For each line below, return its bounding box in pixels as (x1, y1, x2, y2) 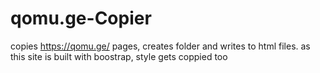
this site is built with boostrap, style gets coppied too (10, 50, 228, 62)
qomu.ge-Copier (10, 7, 152, 30)
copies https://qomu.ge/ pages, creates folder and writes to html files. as (10, 40, 311, 52)
